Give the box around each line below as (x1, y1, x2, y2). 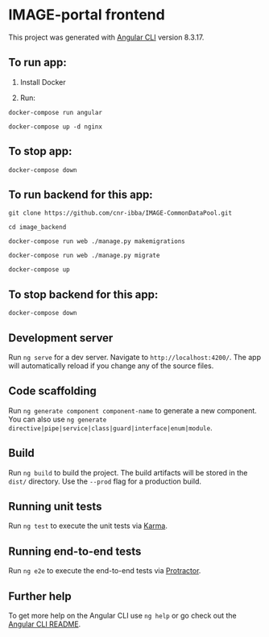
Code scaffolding (8, 384, 97, 398)
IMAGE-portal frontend (8, 6, 165, 24)
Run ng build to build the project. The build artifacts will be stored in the (8, 467, 248, 477)
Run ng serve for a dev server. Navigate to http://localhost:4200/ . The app (8, 353, 262, 362)
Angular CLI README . (8, 619, 81, 629)
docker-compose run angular (8, 108, 103, 116)
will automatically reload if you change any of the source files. (8, 361, 214, 371)
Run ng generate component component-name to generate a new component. (8, 405, 258, 415)
